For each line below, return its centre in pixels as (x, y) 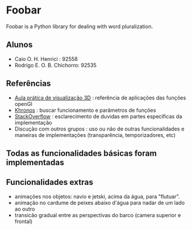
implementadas (35, 162)
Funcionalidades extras (50, 182)
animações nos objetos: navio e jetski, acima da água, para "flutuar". (97, 196)
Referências (29, 83)
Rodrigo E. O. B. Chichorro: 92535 (55, 65)
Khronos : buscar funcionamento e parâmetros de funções (85, 110)
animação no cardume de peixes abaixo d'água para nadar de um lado (100, 202)
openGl (23, 104)
